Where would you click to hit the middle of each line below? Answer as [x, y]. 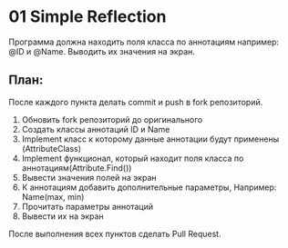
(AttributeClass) [51, 148]
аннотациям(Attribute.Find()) [77, 168]
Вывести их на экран [62, 216]
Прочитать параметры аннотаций [87, 206]
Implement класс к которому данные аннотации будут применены [150, 139]
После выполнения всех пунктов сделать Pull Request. [115, 233]
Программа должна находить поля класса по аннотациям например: [144, 42]
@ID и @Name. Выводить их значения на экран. [102, 51]
